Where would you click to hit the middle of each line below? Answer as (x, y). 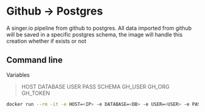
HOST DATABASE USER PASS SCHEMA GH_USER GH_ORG (95, 86)
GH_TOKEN (35, 93)
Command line (34, 60)
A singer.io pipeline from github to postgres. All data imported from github (99, 28)
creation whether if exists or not (46, 41)
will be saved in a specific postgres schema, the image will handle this (95, 34)
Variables (18, 75)
